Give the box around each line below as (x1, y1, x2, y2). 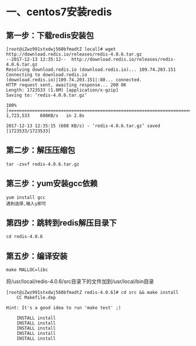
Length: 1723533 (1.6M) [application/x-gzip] (6, 87, 118, 93)
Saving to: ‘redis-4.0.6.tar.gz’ (6, 92, 87, 98)
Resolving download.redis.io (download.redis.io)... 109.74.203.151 (6, 67, 176, 72)
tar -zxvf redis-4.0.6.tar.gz (6, 161, 80, 167)
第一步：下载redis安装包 (6, 30, 94, 40)
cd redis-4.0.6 (6, 234, 43, 240)
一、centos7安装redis (6, 5, 113, 19)
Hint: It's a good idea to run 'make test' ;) (6, 305, 121, 311)
